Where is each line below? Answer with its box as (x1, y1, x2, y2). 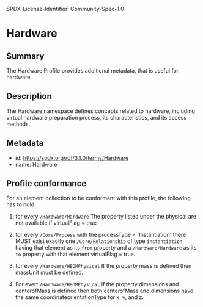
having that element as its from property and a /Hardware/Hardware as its (15, 244, 197, 251)
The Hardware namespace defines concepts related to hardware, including (6, 107, 196, 115)
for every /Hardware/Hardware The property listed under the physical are (15, 213, 197, 220)
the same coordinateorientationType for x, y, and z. (15, 294, 144, 301)
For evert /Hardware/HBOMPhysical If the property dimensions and (15, 281, 179, 288)
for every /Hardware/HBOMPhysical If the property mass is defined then (15, 262, 192, 270)
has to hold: (6, 201, 36, 208)
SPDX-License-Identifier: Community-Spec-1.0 (6, 5, 124, 12)
